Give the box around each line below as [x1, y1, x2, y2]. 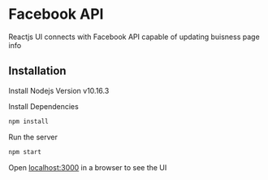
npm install [8, 117, 49, 125]
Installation [8, 64, 67, 78]
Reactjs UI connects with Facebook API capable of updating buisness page [8, 32, 260, 42]
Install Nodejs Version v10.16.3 [8, 86, 110, 95]
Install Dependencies [8, 101, 79, 111]
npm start [8, 147, 42, 156]
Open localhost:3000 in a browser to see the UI [8, 162, 167, 172]
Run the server [8, 132, 58, 142]
